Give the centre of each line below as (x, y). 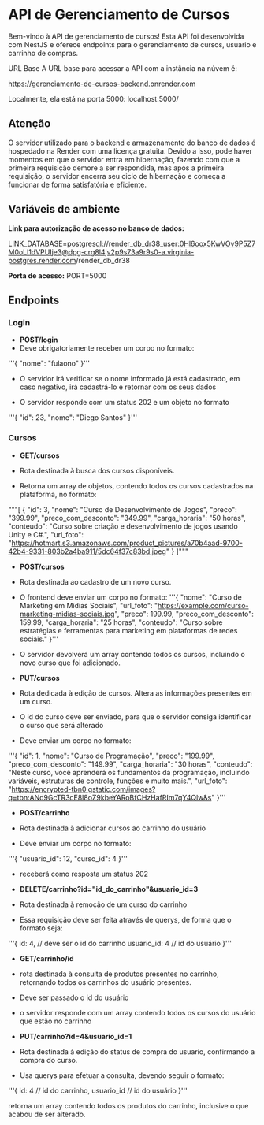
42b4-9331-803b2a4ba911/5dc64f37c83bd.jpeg (87, 551)
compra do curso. (48, 1060)
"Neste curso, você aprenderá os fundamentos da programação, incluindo (129, 772)
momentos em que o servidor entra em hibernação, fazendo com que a (124, 159)
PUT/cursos (40, 678)
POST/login (39, 340)
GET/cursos (39, 455)
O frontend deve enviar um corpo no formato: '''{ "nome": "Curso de (131, 597)
